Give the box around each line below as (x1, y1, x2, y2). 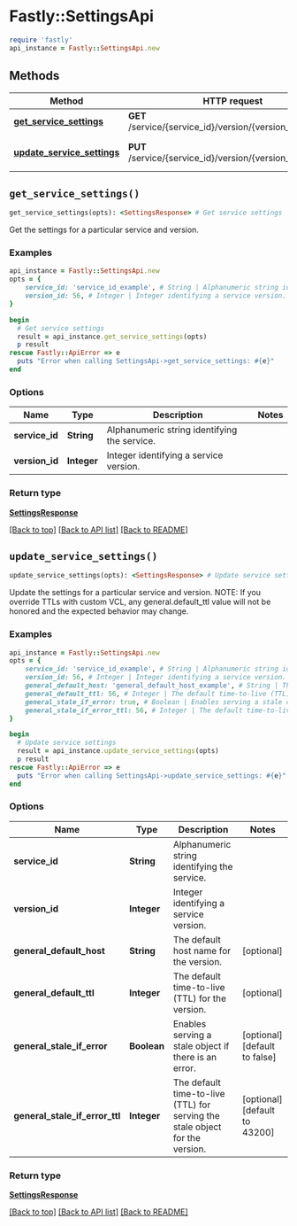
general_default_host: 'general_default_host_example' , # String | (25, 681, 278, 690)
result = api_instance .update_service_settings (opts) (17, 747, 219, 756)
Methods (9, 68, 60, 83)
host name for (172, 944, 232, 957)
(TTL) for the (172, 992, 227, 1005)
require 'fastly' (9, 35, 73, 44)
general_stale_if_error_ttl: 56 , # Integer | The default (25, 706, 243, 715)
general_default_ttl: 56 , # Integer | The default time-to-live (25, 689, 267, 698)
